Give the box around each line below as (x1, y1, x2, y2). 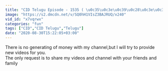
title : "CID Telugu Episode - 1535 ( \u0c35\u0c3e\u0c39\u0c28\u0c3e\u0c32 (5, 7, 166, 12)
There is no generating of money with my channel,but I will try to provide (5, 44, 155, 50)
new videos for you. (5, 49, 46, 55)
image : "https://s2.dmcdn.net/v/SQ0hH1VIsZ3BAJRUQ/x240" (5, 12, 126, 17)
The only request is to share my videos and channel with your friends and (5, 55, 157, 60)
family (5, 60, 18, 66)
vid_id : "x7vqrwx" (5, 16, 43, 21)
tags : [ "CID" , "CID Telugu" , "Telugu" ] (5, 26, 84, 31)
